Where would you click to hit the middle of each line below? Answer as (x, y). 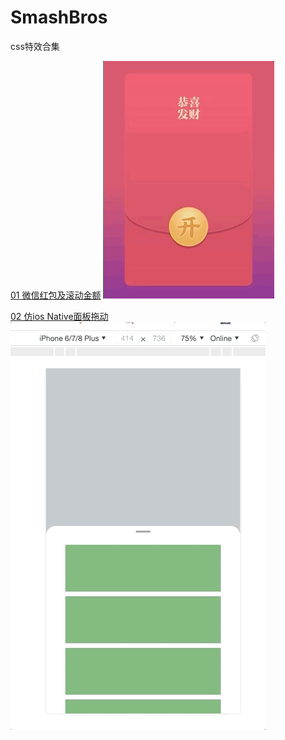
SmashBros (59, 17)
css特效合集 (35, 46)
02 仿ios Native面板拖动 (59, 316)
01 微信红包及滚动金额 (56, 295)
